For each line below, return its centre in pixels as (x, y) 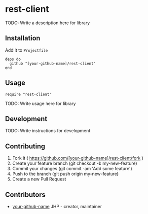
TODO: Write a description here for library (48, 23)
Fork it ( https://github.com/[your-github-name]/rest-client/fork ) (78, 158)
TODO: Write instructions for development (48, 131)
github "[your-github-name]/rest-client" (53, 63)
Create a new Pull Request (39, 179)
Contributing (25, 146)
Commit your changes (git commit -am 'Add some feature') (72, 169)
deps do (13, 59)
